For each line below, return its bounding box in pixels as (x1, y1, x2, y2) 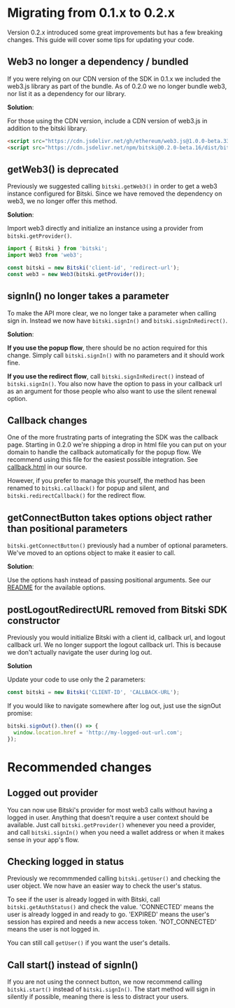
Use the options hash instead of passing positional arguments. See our (7, 576, 211, 585)
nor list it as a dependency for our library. (7, 89, 127, 97)
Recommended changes (7, 759, 152, 775)
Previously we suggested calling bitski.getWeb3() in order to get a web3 (7, 182, 218, 191)
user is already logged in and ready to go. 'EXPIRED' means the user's (7, 910, 210, 919)
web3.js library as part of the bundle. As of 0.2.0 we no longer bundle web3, (7, 82, 227, 90)
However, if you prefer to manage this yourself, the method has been (7, 477, 206, 485)
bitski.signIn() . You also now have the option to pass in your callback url (7, 379, 222, 388)
